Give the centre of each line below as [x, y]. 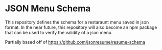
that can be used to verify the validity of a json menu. [59, 32]
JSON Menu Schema [48, 9]
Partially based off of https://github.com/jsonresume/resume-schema [75, 42]
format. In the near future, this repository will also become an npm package [81, 27]
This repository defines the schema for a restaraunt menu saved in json [77, 22]
